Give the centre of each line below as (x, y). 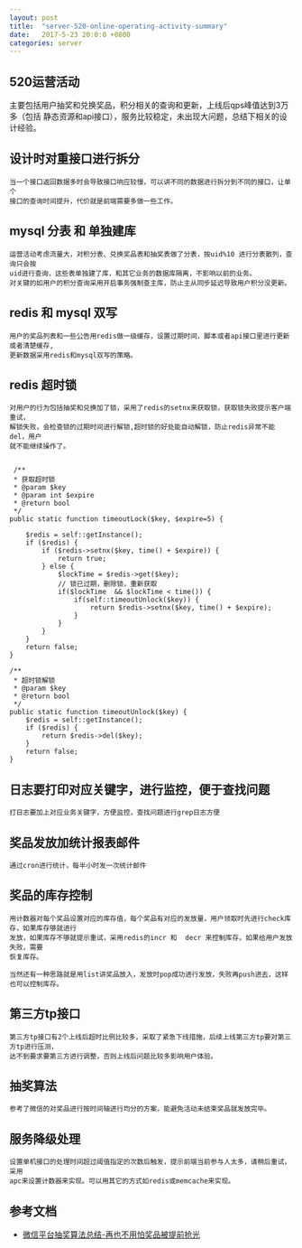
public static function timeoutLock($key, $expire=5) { (116, 519)
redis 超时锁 (43, 385)
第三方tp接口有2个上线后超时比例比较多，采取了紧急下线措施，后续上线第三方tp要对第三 (150, 1037)
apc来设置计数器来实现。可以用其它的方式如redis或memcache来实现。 (122, 1181)
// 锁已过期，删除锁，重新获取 (107, 584)
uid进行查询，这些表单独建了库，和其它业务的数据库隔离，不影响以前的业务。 (133, 273)
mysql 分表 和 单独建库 (73, 231)
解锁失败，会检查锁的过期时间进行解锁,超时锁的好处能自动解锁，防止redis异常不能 (142, 427)
